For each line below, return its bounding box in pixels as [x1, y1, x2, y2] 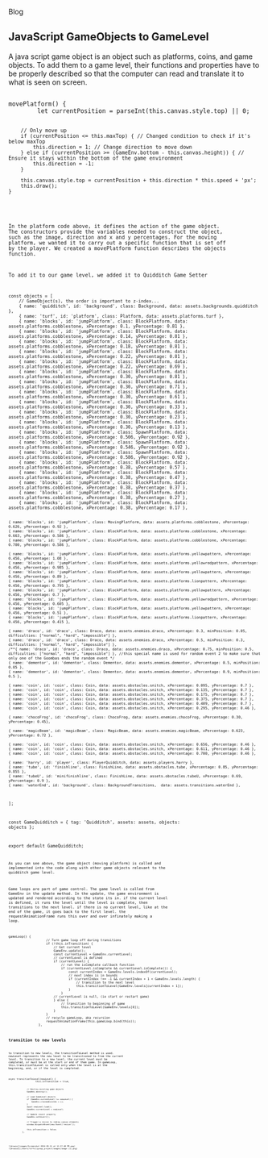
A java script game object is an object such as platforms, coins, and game [8, 52, 254, 61]
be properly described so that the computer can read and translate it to [8, 69, 245, 78]
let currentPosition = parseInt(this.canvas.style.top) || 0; [37, 106, 250, 115]
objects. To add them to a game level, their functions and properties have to [8, 60, 260, 69]
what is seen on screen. [8, 77, 88, 87]
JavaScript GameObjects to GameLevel [8, 30, 209, 44]
